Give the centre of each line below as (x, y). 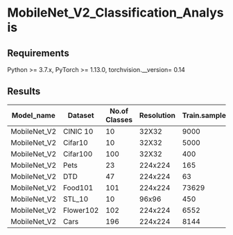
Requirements (38, 53)
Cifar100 (78, 154)
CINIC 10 (78, 131)
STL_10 (76, 199)
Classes (119, 119)
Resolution (157, 115)
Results (24, 92)
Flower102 (81, 210)
